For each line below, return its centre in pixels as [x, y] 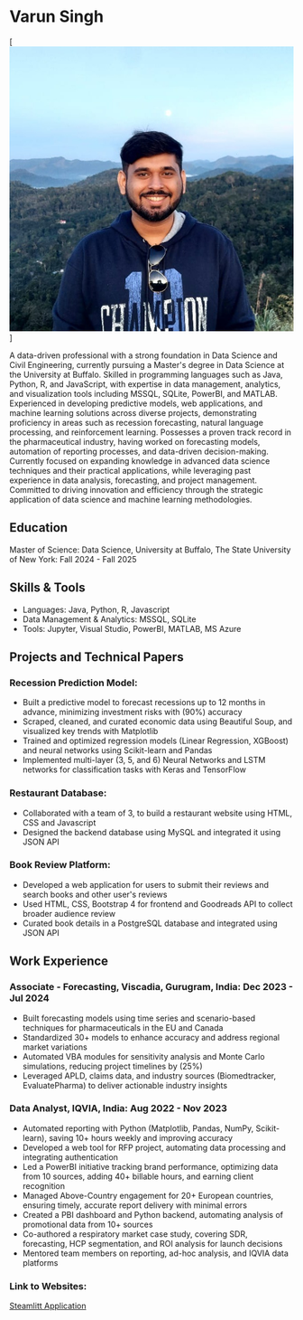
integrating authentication [70, 1157]
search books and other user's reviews [95, 894]
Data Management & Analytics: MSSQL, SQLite [109, 619]
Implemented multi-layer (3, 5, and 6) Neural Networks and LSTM [144, 760]
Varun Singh [56, 17]
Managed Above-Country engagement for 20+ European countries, [148, 1195]
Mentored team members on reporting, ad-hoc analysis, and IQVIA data [155, 1253]
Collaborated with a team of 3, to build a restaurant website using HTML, [157, 813]
